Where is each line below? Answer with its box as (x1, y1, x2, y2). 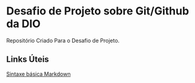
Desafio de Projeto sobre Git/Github (6, 4, 190, 18)
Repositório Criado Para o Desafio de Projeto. (6, 37, 120, 44)
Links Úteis (6, 54, 50, 64)
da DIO (6, 17, 41, 31)
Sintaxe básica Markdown (6, 70, 71, 78)
